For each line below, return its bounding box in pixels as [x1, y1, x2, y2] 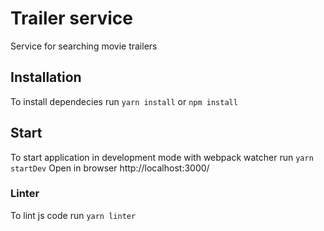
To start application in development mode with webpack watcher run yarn [10, 151, 314, 163]
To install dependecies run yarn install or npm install [10, 95, 238, 107]
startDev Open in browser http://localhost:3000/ [10, 162, 210, 174]
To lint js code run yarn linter [10, 209, 137, 221]
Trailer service [10, 7, 133, 30]
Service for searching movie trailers [10, 40, 158, 52]
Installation [10, 69, 82, 86]
